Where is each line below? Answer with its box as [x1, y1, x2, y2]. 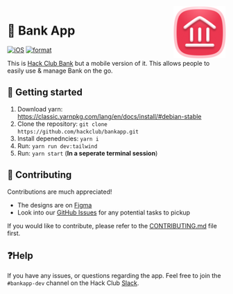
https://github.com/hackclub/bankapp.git [17, 128, 139, 135]
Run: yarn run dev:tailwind [17, 141, 98, 150]
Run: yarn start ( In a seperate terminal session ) [17, 149, 158, 157]
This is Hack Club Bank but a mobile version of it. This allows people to [7, 59, 210, 67]
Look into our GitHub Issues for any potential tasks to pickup [17, 208, 191, 217]
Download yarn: [17, 104, 63, 113]
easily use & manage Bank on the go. [7, 66, 113, 75]
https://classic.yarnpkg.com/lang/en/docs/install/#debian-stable [17, 112, 202, 120]
